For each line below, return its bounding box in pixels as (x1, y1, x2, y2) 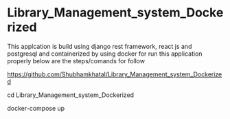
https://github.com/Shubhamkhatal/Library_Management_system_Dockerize (7, 70, 222, 78)
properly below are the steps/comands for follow (7, 56, 146, 65)
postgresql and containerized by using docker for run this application (7, 50, 203, 58)
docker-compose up (7, 104, 65, 112)
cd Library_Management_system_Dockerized (7, 91, 135, 99)
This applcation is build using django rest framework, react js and (7, 42, 192, 50)
